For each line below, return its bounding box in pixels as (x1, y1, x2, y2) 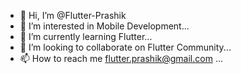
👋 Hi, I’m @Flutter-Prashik (19, 10, 127, 21)
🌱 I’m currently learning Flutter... (19, 31, 153, 42)
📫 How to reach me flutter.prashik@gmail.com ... (19, 53, 223, 64)
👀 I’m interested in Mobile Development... (19, 20, 190, 32)
